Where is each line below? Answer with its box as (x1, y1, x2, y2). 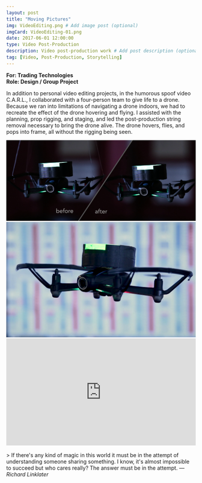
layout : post (6, 10, 39, 16)
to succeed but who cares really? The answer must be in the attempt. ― (6, 464, 185, 472)
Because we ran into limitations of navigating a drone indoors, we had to (6, 103, 185, 110)
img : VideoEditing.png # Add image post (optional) (6, 22, 138, 28)
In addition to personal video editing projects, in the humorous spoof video (6, 89, 191, 96)
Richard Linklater (6, 470, 49, 478)
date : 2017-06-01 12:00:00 (6, 35, 74, 42)
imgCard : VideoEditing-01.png (6, 29, 82, 35)
